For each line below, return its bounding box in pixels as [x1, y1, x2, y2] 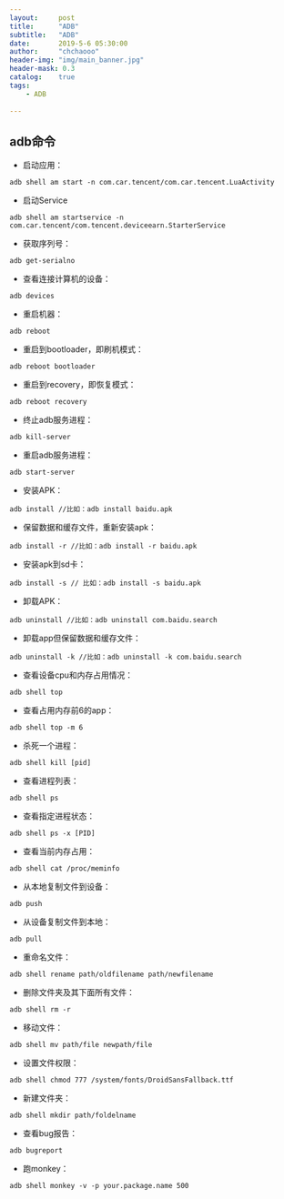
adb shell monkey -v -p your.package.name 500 [9, 1182, 189, 1191]
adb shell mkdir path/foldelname [9, 1111, 137, 1120]
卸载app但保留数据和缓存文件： [22, 633, 141, 644]
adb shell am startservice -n [9, 213, 125, 223]
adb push [9, 900, 43, 909]
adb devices [9, 292, 55, 301]
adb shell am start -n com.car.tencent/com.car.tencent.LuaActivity [9, 178, 275, 187]
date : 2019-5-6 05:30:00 [9, 38, 128, 48]
